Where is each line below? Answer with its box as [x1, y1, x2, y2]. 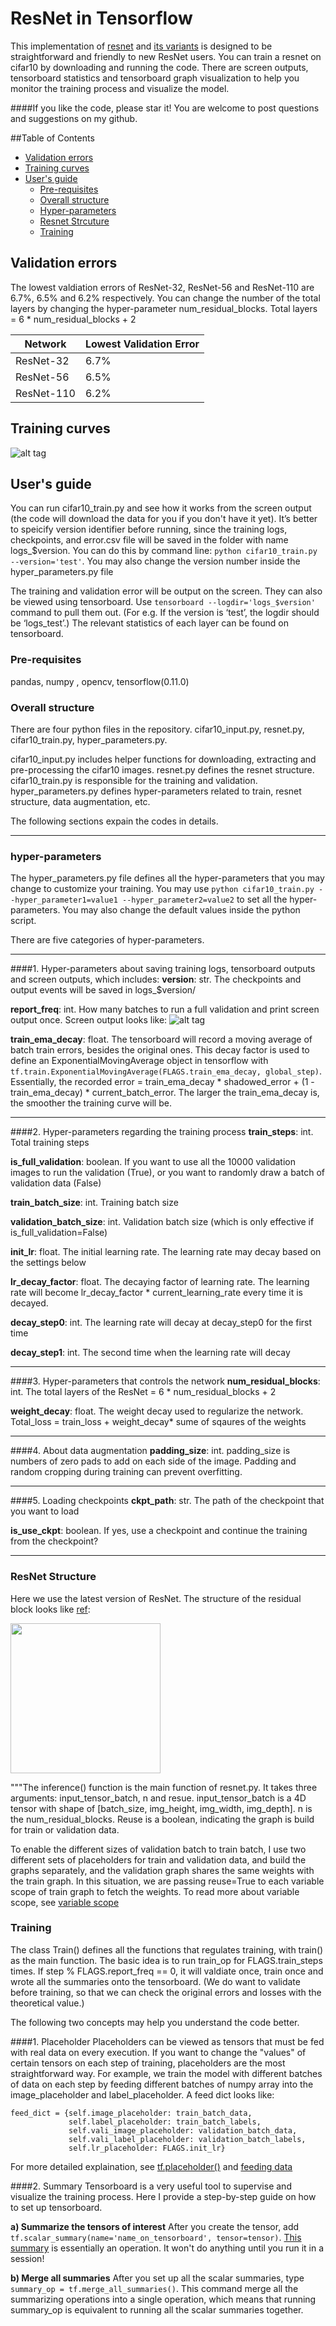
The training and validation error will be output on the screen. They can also [10, 585, 323, 597]
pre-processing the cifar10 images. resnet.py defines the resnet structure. [10, 763, 315, 776]
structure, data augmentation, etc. [10, 795, 151, 807]
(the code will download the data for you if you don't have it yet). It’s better [10, 513, 318, 525]
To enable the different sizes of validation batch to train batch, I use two [10, 1843, 307, 1855]
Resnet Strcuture [39, 215, 110, 227]
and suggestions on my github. [10, 112, 138, 124]
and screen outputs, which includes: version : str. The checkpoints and [10, 973, 302, 986]
